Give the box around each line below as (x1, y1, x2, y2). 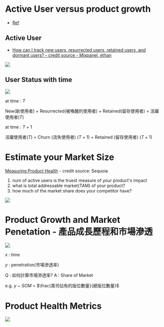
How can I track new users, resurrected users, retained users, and (12, 47, 146, 53)
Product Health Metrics (5, 300, 102, 311)
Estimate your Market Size (5, 151, 115, 163)
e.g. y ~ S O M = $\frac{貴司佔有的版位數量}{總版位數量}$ (5, 283, 119, 289)
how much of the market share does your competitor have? (12, 188, 132, 193)
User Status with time (5, 76, 72, 84)
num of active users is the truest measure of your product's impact (12, 177, 147, 183)
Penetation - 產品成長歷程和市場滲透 (5, 226, 153, 237)
